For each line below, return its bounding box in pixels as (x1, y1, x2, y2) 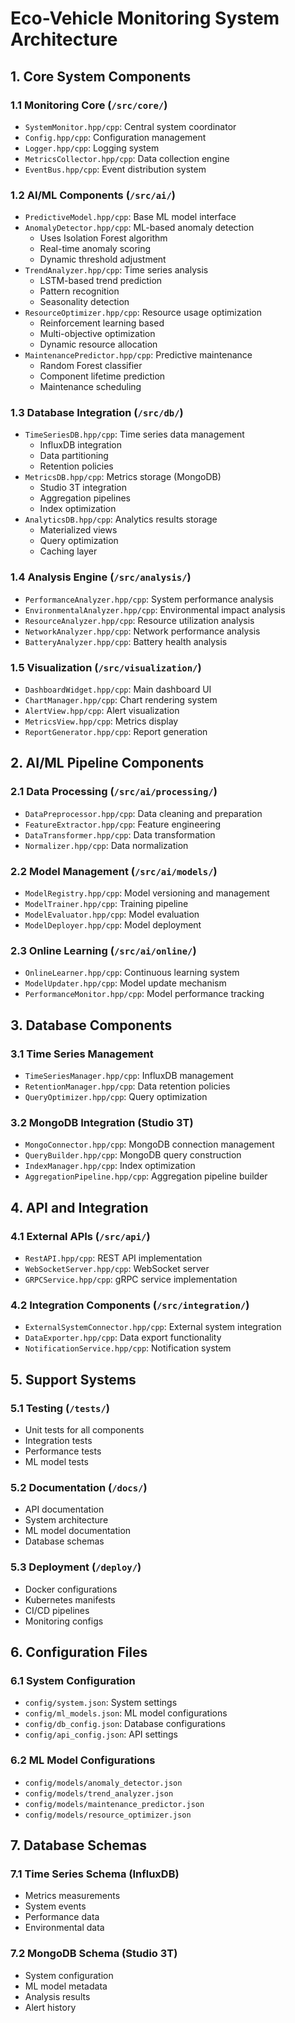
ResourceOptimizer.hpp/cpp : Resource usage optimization (24, 307, 262, 319)
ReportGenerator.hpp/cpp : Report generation (24, 726, 208, 738)
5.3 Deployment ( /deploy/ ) (10, 1560, 142, 1574)
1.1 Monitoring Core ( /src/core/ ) (10, 98, 168, 112)
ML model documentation (24, 1525, 132, 1537)
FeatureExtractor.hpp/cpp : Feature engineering (24, 818, 222, 830)
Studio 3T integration (39, 482, 127, 494)
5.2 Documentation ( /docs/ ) (10, 1480, 148, 1494)
